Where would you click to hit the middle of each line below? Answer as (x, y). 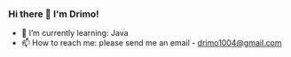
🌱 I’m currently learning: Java (75, 33)
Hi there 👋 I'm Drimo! (54, 14)
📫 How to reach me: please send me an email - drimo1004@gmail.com (151, 43)
